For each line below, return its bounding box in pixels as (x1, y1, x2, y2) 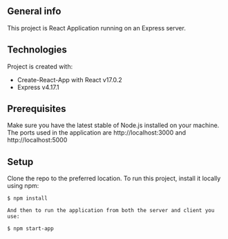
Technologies (7, 44, 68, 56)
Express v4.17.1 (17, 83, 59, 91)
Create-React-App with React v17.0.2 (17, 75, 122, 84)
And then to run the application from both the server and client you (7, 207, 215, 214)
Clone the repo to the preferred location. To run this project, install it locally (7, 174, 221, 182)
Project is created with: (7, 62, 73, 70)
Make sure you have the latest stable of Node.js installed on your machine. (7, 121, 220, 130)
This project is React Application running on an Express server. (7, 23, 187, 32)
